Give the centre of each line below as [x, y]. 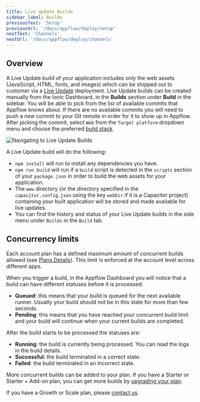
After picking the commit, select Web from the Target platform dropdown [96, 122]
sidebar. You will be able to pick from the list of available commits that [92, 103]
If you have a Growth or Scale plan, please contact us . [73, 392]
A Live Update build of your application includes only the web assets [90, 78]
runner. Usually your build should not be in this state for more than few [101, 302]
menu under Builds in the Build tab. [59, 220]
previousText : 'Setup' [34, 23]
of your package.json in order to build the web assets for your [90, 176]
